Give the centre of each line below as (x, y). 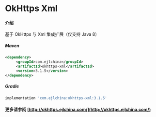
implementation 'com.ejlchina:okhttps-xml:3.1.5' (56, 98)
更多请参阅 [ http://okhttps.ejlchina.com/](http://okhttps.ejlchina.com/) (78, 110)
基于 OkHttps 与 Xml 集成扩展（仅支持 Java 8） (52, 34)
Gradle (12, 86)
